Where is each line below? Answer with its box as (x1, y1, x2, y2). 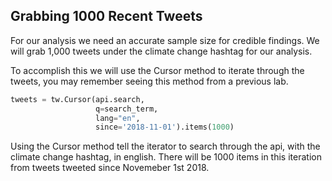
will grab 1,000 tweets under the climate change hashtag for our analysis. (10, 45, 313, 57)
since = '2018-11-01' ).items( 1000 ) (95, 122, 235, 133)
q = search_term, (95, 104, 159, 114)
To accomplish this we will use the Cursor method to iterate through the (10, 64, 305, 76)
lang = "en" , (95, 113, 141, 123)
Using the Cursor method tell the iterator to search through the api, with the (10, 140, 321, 153)
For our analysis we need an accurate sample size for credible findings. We (10, 34, 320, 46)
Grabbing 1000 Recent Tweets (10, 8, 203, 25)
